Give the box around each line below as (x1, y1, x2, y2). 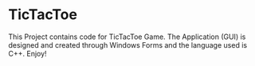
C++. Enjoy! (8, 49, 47, 58)
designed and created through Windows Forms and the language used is (8, 40, 248, 49)
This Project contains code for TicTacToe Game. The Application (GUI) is (8, 32, 246, 41)
